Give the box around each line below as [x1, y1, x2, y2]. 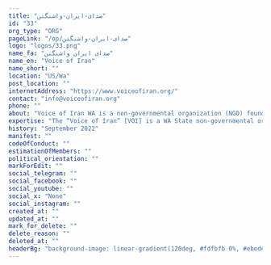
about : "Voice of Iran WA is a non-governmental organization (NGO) [8, 110, 244, 118]
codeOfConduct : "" [8, 139, 70, 148]
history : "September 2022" [8, 124, 99, 132]
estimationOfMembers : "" [8, 147, 92, 155]
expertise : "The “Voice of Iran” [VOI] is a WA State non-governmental [8, 117, 254, 125]
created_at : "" [8, 207, 60, 215]
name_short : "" [8, 65, 60, 73]
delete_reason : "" [8, 229, 70, 238]
